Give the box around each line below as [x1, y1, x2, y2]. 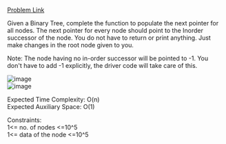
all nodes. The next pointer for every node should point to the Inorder [7, 27, 203, 34]
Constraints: [7, 116, 42, 124]
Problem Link [7, 6, 45, 14]
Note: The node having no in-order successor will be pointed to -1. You [7, 54, 209, 62]
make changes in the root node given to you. [7, 41, 134, 49]
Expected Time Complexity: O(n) [7, 95, 100, 104]
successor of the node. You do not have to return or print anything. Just [7, 34, 212, 42]
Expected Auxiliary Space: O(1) [7, 103, 95, 110]
